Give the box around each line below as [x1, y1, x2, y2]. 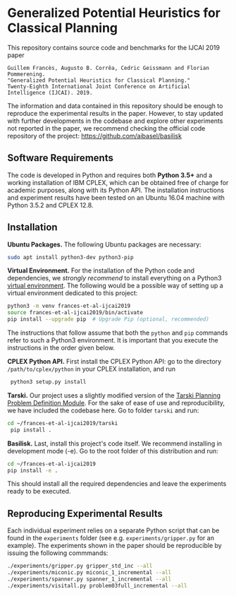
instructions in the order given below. [7, 344, 115, 352]
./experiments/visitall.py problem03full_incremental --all [7, 582, 188, 589]
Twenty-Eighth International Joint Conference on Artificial [7, 83, 191, 90]
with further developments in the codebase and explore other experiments [7, 117, 223, 125]
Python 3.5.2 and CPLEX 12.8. [7, 201, 94, 209]
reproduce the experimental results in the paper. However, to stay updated [7, 109, 223, 117]
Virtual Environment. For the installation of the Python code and [7, 266, 195, 275]
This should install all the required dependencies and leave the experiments [7, 479, 227, 488]
